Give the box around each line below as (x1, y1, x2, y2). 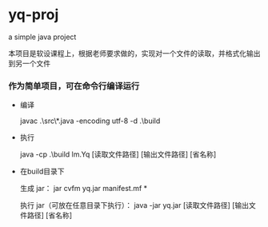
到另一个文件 (8, 58, 50, 68)
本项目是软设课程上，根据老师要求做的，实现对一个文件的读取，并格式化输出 (8, 48, 261, 58)
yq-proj (8, 6, 59, 24)
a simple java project (8, 32, 77, 42)
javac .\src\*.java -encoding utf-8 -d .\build (19, 116, 161, 125)
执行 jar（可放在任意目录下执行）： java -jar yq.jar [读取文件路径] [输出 (19, 201, 250, 210)
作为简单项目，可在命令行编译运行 (8, 80, 140, 91)
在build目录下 (19, 166, 66, 177)
